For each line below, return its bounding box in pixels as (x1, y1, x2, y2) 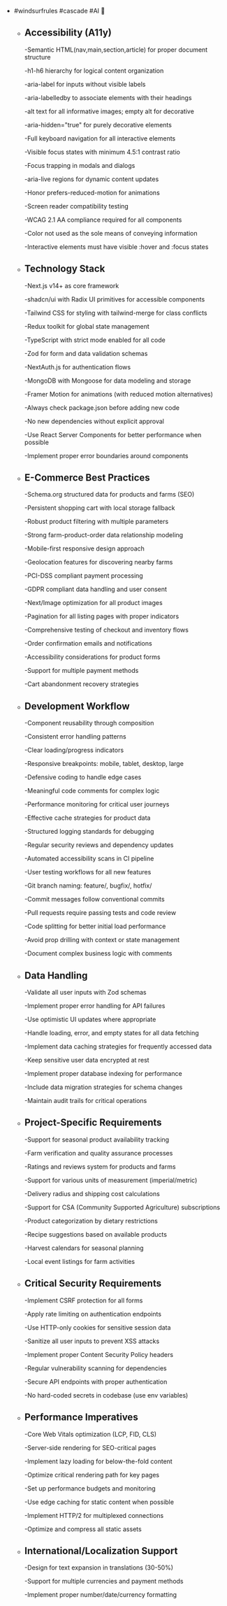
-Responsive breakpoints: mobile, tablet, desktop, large (24, 760, 184, 768)
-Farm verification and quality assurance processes (24, 1149, 173, 1157)
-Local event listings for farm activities (24, 1257, 135, 1265)
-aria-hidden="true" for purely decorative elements (24, 120, 173, 129)
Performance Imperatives (24, 1412, 138, 1423)
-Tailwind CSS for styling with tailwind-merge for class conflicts (24, 308, 207, 317)
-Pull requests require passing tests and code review (24, 909, 177, 917)
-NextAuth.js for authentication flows (24, 362, 131, 371)
